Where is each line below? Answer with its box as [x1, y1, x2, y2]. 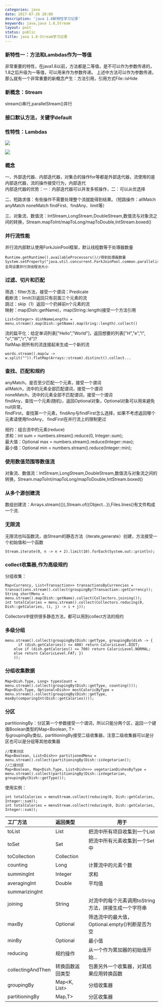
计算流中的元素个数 [88, 862, 132, 869]
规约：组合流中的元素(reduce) [5, 426, 65, 432]
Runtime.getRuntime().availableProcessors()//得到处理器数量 [5, 255, 126, 260]
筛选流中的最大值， [88, 913, 132, 920]
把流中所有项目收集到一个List [88, 828, 155, 835]
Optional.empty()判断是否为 [88, 921, 152, 928]
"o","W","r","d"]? [5, 336, 37, 341]
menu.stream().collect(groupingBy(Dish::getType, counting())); [5, 683, 138, 688]
